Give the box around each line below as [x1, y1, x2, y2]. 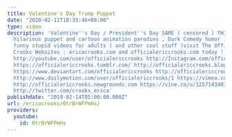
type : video [7, 23, 41, 30]
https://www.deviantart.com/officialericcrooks [13, 68, 153, 75]
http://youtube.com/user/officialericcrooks [13, 55, 144, 62]
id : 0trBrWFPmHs [19, 119, 67, 127]
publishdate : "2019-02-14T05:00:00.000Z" [7, 94, 128, 101]
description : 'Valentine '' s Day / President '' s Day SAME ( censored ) [7, 29, 215, 37]
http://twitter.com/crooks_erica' [13, 87, 113, 94]
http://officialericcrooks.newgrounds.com [13, 81, 137, 88]
